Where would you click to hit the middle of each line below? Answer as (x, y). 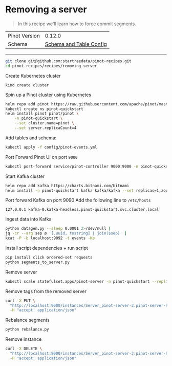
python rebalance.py (27, 330)
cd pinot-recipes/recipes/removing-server (51, 66)
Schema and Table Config (76, 44)
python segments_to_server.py (38, 262)
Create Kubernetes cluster (33, 76)
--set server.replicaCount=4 (46, 128)
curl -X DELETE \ (24, 349)
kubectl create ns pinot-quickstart (44, 109)
